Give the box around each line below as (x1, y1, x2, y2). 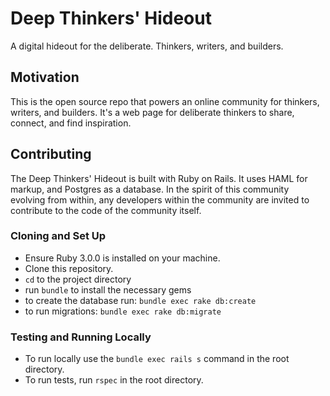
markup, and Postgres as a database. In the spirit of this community (10, 183, 290, 195)
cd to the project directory (24, 273, 132, 285)
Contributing (10, 146, 92, 163)
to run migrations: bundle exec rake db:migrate (24, 305, 222, 317)
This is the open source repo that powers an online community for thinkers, (10, 95, 320, 107)
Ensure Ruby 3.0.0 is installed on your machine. (24, 252, 221, 264)
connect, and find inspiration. (10, 117, 132, 129)
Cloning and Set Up (10, 229, 107, 243)
